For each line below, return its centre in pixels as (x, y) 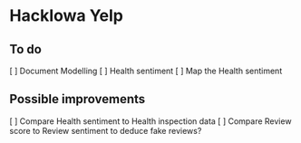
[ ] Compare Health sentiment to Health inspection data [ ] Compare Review (150, 121)
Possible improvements (78, 99)
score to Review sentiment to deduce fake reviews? (106, 130)
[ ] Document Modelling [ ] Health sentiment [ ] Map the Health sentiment (146, 71)
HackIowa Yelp (67, 16)
